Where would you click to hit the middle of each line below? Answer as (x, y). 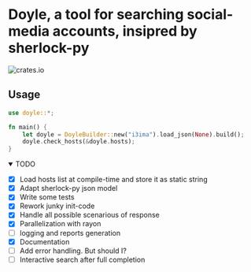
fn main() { (28, 127)
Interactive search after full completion (82, 259)
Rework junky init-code (57, 206)
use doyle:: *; (31, 113)
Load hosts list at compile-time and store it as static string (113, 180)
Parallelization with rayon (60, 224)
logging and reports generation (70, 233)
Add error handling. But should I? (73, 251)
